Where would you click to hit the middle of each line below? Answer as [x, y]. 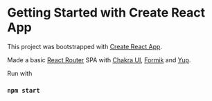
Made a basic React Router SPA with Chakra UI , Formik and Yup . [99, 59]
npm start [24, 90]
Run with [20, 73]
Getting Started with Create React [106, 13]
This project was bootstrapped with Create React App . [85, 46]
